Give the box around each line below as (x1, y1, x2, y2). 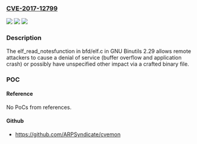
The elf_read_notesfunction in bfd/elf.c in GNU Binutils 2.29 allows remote (6, 47, 192, 55)
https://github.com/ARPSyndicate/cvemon (15, 131, 121, 138)
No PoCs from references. (6, 104, 72, 111)
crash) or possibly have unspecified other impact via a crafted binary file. (6, 60, 190, 67)
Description (6, 34, 42, 42)
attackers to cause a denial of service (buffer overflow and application (6, 54, 182, 61)
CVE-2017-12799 (6, 4, 58, 13)
